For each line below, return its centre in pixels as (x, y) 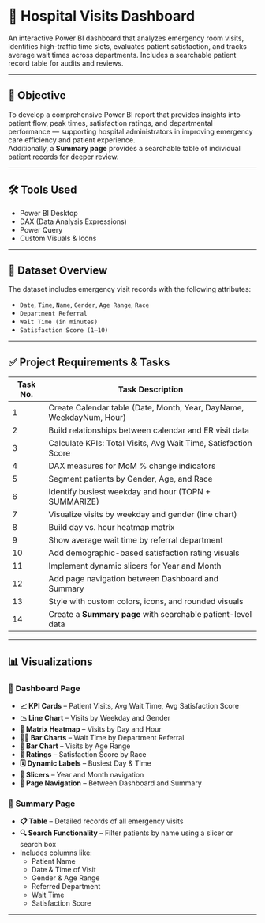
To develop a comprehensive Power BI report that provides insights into (124, 115)
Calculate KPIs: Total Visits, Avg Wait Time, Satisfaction (150, 444)
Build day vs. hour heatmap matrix (112, 528)
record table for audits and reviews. (66, 63)
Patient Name (54, 861)
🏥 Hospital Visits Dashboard (102, 16)
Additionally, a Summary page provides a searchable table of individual (124, 148)
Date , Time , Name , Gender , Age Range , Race (84, 305)
